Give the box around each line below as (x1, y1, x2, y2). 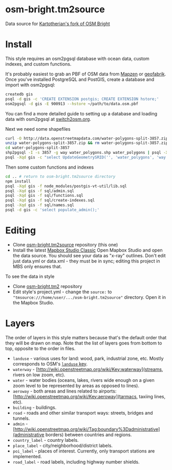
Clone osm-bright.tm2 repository (12, 283, 82, 289)
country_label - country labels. (12, 437, 79, 443)
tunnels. (12, 415, 30, 421)
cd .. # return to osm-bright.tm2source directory (5, 174, 116, 179)
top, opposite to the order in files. (5, 345, 76, 352)
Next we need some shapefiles (5, 126, 71, 132)
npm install (5, 178, 31, 184)
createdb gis (5, 91, 33, 97)
